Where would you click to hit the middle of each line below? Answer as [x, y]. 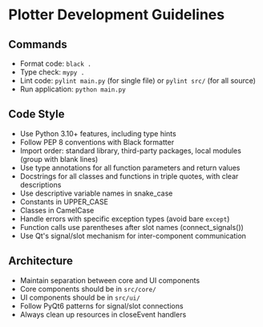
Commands [38, 44]
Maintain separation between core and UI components [110, 280]
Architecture [41, 261]
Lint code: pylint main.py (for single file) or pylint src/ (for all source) [138, 81]
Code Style [36, 114]
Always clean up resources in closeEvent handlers [103, 314]
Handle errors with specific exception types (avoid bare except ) [125, 219]
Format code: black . [56, 63]
